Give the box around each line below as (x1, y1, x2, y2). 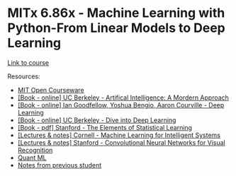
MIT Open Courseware (17, 86, 84, 94)
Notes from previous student (17, 160, 102, 169)
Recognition (17, 146, 53, 154)
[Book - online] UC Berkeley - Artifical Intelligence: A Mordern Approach (17, 93, 229, 102)
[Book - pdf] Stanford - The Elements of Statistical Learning (17, 123, 193, 131)
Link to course (7, 58, 50, 66)
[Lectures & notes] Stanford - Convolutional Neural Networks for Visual (17, 138, 225, 146)
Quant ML (17, 153, 47, 162)
